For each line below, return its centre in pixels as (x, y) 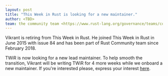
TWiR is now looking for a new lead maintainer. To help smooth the (74, 58)
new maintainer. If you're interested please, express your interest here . (78, 69)
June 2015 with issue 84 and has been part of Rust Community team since (82, 43)
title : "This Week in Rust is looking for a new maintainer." (71, 14)
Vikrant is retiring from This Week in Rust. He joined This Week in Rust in (80, 38)
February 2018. (21, 48)
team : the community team (32, 24)
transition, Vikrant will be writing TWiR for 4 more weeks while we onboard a (84, 63)
